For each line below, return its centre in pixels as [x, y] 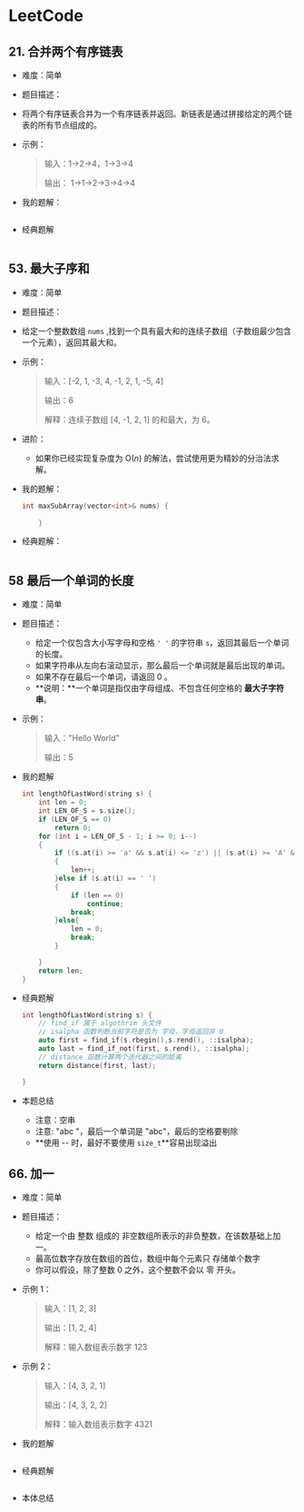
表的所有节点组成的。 [61, 125]
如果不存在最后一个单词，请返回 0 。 [104, 677]
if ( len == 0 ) [97, 895]
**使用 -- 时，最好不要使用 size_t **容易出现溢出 [126, 1142]
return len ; [61, 971]
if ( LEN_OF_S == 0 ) [75, 819]
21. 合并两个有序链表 [66, 51]
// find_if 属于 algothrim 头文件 [100, 1023]
